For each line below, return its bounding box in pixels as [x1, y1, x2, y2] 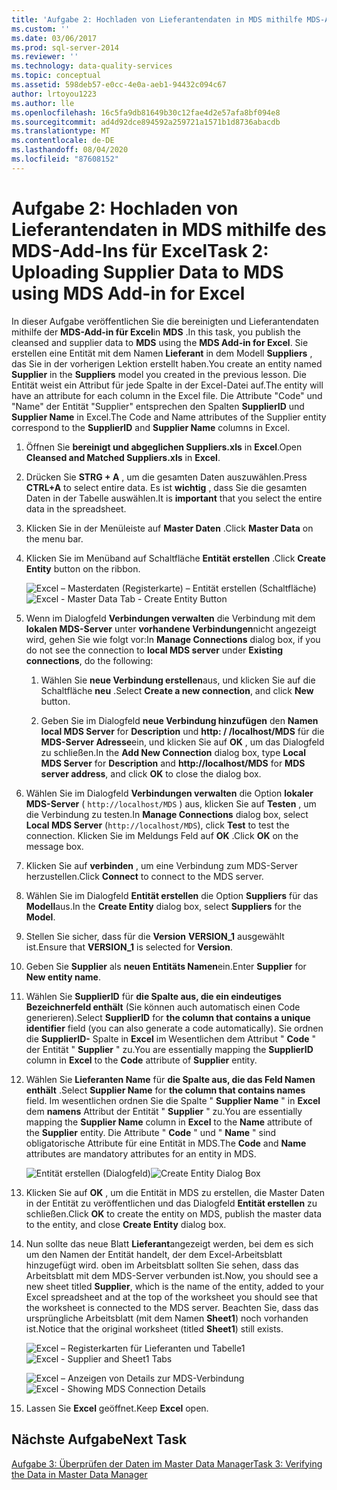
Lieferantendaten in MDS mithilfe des [11, 218, 327, 241]
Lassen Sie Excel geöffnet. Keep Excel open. [25, 1402, 209, 1414]
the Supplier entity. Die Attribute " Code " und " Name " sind [25, 1126, 277, 1138]
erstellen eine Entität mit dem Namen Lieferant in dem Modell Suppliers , [11, 347, 313, 359]
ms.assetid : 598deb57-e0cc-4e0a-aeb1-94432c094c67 [11, 80, 227, 90]
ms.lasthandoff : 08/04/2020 [11, 145, 129, 155]
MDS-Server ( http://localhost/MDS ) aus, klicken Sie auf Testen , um [25, 797, 317, 810]
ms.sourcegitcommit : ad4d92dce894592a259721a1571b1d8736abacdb [11, 117, 281, 127]
